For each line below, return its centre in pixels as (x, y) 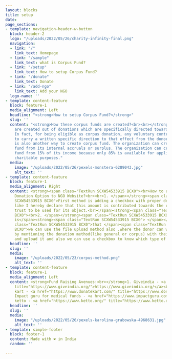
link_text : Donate (34, 82)
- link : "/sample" (30, 58)
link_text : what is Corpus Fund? (50, 63)
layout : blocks (21, 10)
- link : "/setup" (28, 67)
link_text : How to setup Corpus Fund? (56, 72)
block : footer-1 (27, 334)
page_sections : (21, 24)
